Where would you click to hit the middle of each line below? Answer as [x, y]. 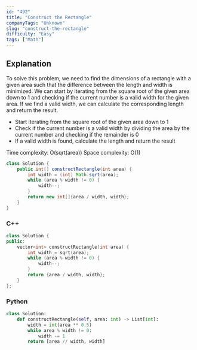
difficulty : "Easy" [30, 34]
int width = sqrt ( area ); [59, 252]
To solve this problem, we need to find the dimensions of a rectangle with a [98, 78]
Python [17, 301]
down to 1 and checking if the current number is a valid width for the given [98, 97]
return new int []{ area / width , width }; [79, 197]
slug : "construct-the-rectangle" [48, 28]
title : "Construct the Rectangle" [49, 17]
